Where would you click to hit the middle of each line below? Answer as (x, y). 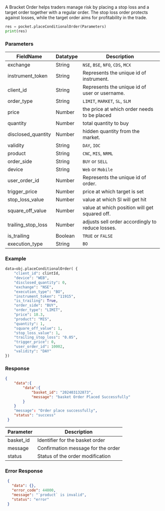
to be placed (97, 115)
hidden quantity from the (111, 131)
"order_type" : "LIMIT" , (38, 310)
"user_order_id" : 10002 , (39, 347)
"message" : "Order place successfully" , (56, 411)
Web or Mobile (98, 169)
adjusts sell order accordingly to (120, 222)
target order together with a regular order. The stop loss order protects (77, 12)
